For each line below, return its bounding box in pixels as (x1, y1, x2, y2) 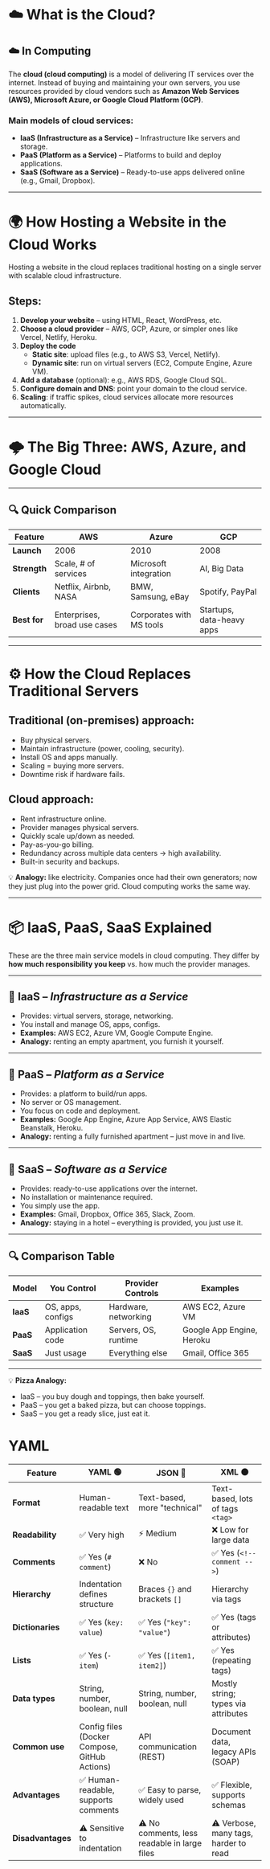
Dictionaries (12, 1622, 60, 1633)
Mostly (211, 1678, 238, 1689)
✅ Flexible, (211, 1779, 252, 1790)
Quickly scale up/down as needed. (19, 831, 135, 840)
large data (211, 1534, 250, 1545)
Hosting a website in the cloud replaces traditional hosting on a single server (8, 262, 262, 272)
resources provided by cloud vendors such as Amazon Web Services (8, 87, 239, 96)
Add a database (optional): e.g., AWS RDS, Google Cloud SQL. (19, 375, 227, 385)
